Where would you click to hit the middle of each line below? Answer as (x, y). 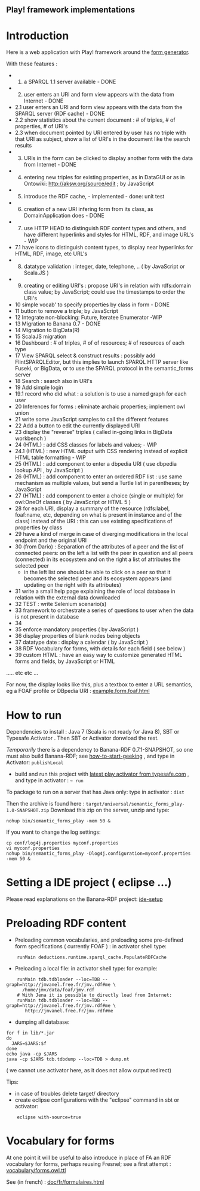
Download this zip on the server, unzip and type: (110, 810)
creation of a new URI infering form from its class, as (88, 209)
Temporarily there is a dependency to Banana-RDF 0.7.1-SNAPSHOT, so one (100, 750)
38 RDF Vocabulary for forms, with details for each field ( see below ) (100, 649)
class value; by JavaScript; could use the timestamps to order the (104, 292)
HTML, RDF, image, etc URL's (51, 254)
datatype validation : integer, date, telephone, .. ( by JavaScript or (104, 267)
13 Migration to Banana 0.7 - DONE (58, 324)
